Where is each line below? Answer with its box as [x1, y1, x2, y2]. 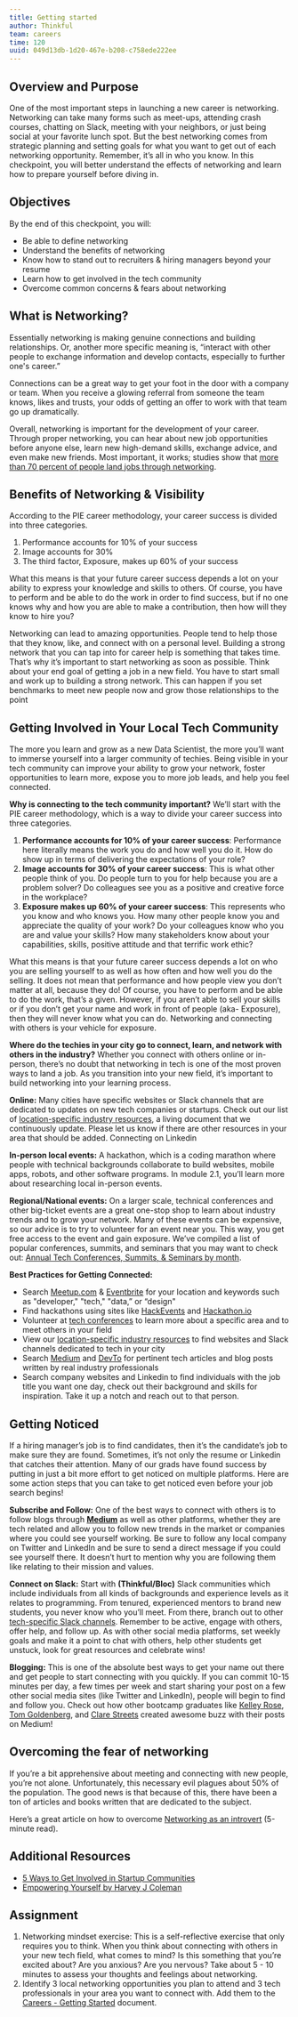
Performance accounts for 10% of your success [21, 537, 198, 548]
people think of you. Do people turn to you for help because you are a [21, 873, 278, 883]
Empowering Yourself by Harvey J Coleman [21, 1882, 182, 1892]
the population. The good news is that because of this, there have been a [9, 1787, 278, 1797]
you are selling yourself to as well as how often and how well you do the [9, 966, 273, 977]
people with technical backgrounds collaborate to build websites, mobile [9, 1159, 275, 1170]
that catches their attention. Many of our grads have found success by [9, 1459, 267, 1469]
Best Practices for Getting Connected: [9, 1270, 153, 1280]
